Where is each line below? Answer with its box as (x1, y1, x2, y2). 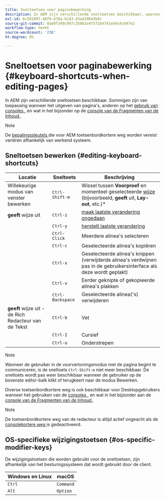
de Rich (7, 311, 26, 318)
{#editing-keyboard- (77, 151, 142, 160)
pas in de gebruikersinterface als (81, 263, 157, 269)
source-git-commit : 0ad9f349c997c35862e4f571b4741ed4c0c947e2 (5, 21, 135, 26)
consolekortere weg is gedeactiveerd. (5, 421, 82, 427)
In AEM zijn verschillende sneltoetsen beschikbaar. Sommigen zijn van (5, 97, 148, 103)
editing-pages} (5, 81, 69, 92)
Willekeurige (7, 182, 37, 189)
